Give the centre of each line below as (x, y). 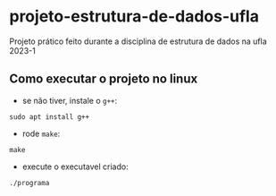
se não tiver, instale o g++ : (70, 100)
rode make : (41, 133)
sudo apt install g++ (50, 117)
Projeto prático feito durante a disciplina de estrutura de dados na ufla (138, 41)
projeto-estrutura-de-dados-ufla (134, 17)
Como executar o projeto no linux (104, 79)
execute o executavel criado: (75, 166)
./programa (29, 183)
